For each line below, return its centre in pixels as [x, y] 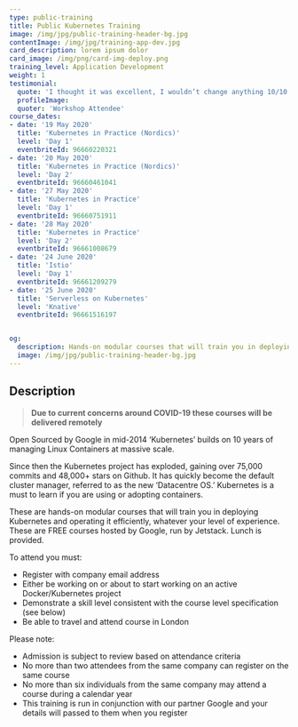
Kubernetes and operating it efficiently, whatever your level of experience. [145, 521]
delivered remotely [67, 422]
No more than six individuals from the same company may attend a [144, 684]
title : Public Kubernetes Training [75, 26]
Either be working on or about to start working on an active [129, 584]
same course [46, 675]
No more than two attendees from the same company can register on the [155, 665]
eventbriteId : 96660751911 [67, 216]
